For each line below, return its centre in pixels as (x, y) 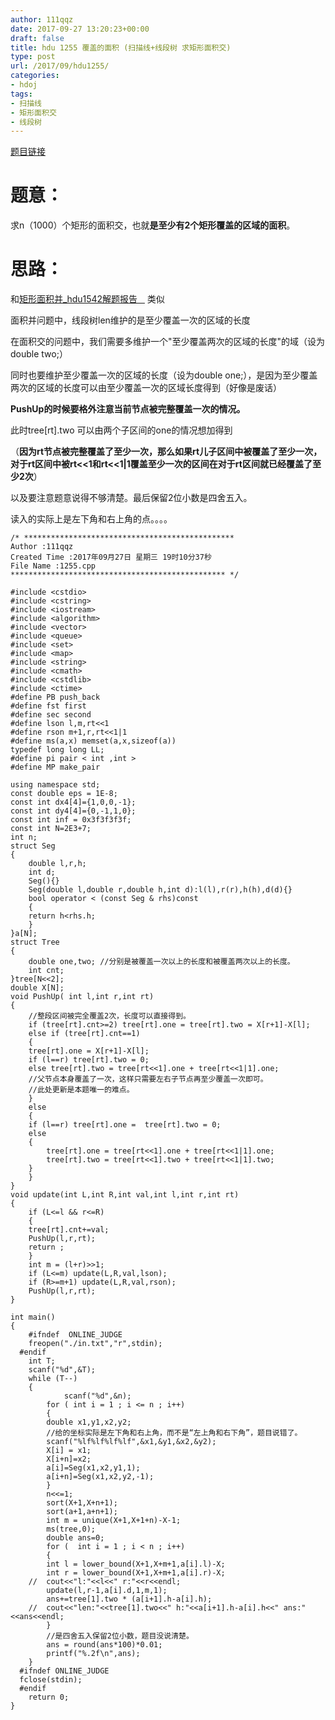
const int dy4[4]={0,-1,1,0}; (73, 811)
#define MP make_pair (55, 767)
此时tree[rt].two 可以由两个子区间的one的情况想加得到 (121, 430)
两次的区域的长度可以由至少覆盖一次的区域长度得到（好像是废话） (146, 388)
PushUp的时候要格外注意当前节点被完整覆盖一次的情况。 (128, 409)
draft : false (37, 38)
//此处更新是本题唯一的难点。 (81, 1090)
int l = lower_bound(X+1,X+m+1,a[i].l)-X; (136, 1564)
